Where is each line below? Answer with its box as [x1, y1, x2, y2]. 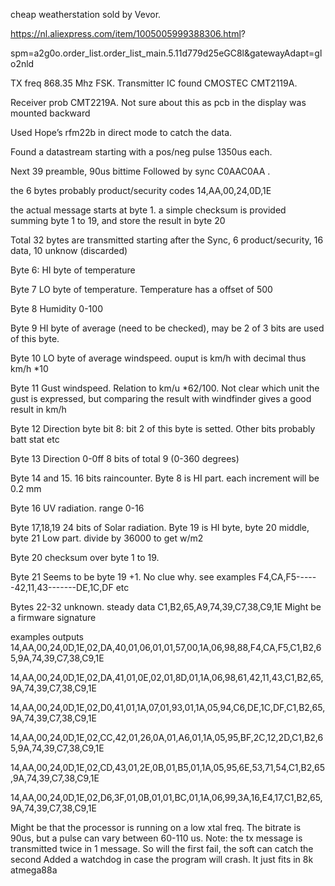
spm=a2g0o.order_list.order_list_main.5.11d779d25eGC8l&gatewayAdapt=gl [10, 47, 323, 59]
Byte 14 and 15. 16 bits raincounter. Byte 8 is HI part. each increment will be [10, 472, 320, 484]
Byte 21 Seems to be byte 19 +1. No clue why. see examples [10, 571, 257, 583]
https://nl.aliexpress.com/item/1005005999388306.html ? [10, 28, 246, 39]
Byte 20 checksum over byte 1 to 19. [10, 552, 160, 563]
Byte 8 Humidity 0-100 [10, 303, 103, 314]
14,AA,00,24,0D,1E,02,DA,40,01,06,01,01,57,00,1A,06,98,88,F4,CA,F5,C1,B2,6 [10, 642, 322, 653]
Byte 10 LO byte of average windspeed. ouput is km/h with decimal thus [10, 352, 307, 364]
